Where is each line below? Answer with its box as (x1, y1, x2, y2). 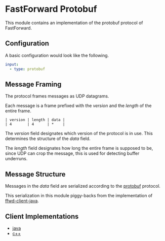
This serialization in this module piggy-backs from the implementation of (5, 193, 153, 199)
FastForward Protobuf (5, 3, 97, 15)
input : (5, 62, 19, 67)
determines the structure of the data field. (5, 136, 91, 141)
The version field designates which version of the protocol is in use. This (5, 131, 153, 137)
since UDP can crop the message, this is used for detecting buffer (5, 150, 140, 156)
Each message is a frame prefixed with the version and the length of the (5, 103, 152, 109)
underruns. (5, 156, 28, 162)
